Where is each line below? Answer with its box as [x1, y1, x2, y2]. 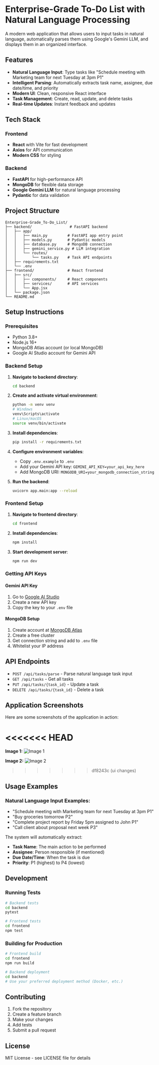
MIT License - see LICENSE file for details [5, 1055, 91, 1061]
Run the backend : [12, 478, 50, 484]
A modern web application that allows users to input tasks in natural [5, 30, 144, 36]
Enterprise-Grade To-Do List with [5, 3, 146, 15]
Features [5, 56, 33, 64]
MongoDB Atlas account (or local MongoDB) [12, 345, 103, 351]
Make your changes [12, 1017, 53, 1023]
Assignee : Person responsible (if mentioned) [12, 849, 105, 855]
